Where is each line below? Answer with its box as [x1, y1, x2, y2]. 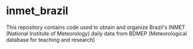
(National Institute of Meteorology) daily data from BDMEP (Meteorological [6, 30, 187, 37]
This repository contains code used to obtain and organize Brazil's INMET [6, 24, 186, 31]
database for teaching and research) [6, 36, 96, 43]
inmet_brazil [6, 4, 68, 18]
